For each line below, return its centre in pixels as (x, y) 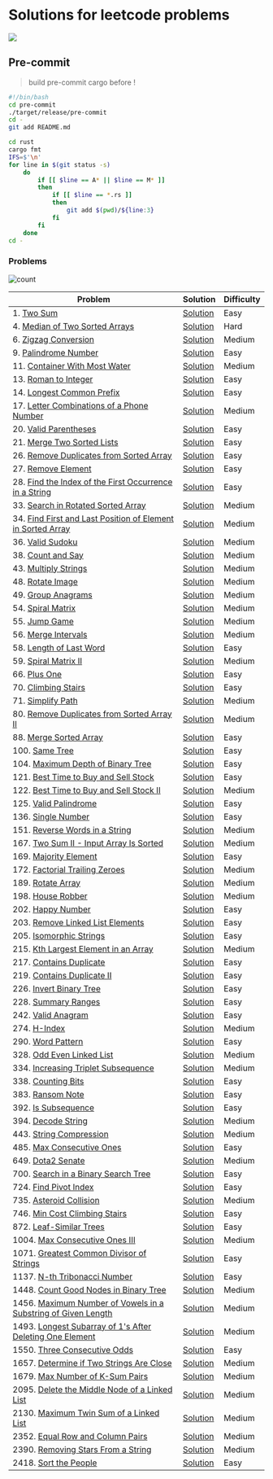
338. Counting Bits (48, 1081)
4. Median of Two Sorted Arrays (74, 326)
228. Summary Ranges (56, 1001)
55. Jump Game (43, 621)
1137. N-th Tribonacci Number (72, 1276)
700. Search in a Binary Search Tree (82, 1174)
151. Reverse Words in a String (72, 829)
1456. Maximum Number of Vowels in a (88, 1302)
